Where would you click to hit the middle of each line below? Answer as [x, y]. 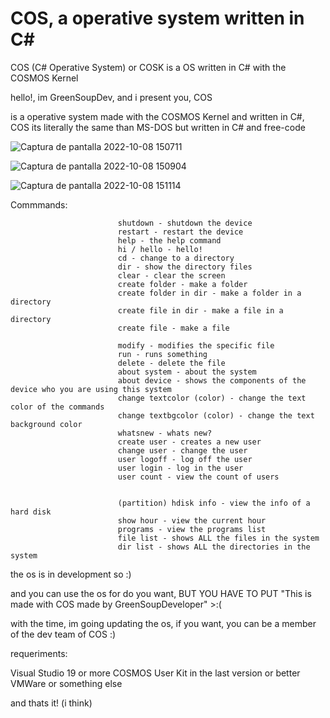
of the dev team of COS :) [63, 634]
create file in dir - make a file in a [200, 310]
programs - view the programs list [192, 529]
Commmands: [39, 204]
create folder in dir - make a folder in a [209, 293]
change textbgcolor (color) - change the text [216, 415]
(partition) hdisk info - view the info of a [214, 503]
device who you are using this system [91, 389]
